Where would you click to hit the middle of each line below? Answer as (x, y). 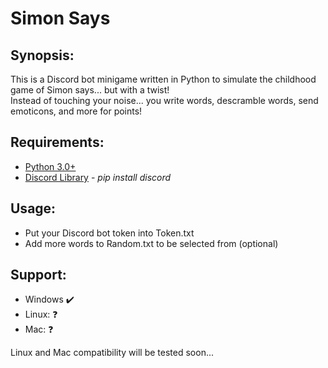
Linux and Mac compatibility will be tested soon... (112, 353)
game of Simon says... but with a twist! (90, 90)
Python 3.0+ (50, 166)
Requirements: (57, 142)
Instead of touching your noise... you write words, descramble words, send (164, 100)
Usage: (33, 208)
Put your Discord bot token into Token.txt (109, 233)
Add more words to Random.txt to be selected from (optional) (151, 243)
